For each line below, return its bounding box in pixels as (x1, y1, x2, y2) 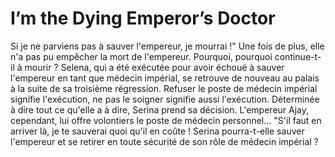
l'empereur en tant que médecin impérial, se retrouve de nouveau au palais (10, 72, 320, 84)
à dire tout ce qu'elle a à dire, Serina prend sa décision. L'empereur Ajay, (10, 103, 310, 116)
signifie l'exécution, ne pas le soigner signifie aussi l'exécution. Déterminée (10, 93, 320, 105)
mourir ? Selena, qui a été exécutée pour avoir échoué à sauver (24, 61, 285, 73)
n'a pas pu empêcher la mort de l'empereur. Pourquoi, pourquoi (10, 50, 273, 62)
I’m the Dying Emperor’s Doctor (10, 7, 276, 30)
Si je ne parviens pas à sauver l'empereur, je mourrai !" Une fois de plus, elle (10, 40, 325, 52)
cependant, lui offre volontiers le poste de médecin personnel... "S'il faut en (10, 114, 322, 126)
